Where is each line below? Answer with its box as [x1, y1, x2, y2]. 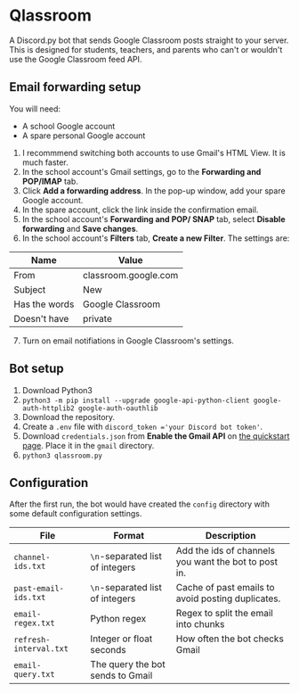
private [83, 312, 113, 325]
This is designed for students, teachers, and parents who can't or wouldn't [9, 44, 283, 54]
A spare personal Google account [21, 130, 146, 141]
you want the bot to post [175, 556, 279, 568]
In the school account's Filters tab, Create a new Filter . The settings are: [21, 233, 290, 243]
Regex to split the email [175, 607, 273, 620]
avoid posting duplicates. [175, 592, 281, 605]
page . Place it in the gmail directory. [21, 440, 155, 450]
